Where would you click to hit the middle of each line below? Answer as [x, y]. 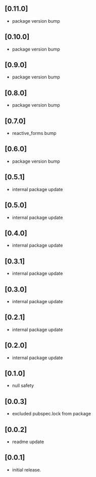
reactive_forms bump [34, 133]
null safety [23, 386]
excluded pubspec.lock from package [52, 414]
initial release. [27, 469]
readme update [28, 442]
